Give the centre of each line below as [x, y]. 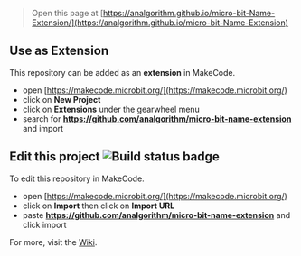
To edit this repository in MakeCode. [77, 178]
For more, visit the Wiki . [53, 242]
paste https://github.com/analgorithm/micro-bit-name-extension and [156, 215]
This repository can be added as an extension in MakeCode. [122, 72]
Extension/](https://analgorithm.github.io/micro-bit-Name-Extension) [160, 23]
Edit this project [55, 157]
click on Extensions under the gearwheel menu [111, 109]
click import [44, 224]
